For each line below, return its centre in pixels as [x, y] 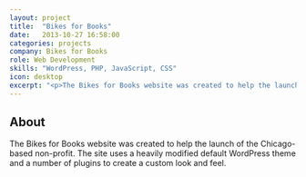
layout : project [40, 18]
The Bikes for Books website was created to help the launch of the [134, 144]
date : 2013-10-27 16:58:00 [65, 34]
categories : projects [51, 43]
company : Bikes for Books [58, 52]
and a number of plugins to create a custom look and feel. [118, 163]
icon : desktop [36, 77]
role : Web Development [52, 60]
